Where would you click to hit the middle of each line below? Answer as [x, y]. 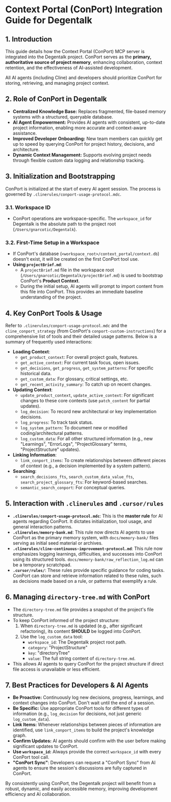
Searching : [25, 471]
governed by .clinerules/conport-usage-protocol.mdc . [63, 194]
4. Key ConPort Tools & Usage [54, 313]
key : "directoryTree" [49, 653]
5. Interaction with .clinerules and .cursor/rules [84, 504]
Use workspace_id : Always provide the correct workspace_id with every [87, 752]
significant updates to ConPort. [45, 746]
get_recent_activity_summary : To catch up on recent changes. [86, 384]
